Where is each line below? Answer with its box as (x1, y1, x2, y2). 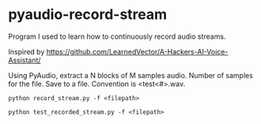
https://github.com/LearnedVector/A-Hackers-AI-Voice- (46, 47, 229, 56)
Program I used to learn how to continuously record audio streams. (8, 32, 226, 41)
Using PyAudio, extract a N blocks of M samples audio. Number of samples (8, 70, 253, 80)
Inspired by (8, 47, 45, 56)
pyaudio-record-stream (8, 6, 168, 24)
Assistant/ (8, 55, 41, 65)
